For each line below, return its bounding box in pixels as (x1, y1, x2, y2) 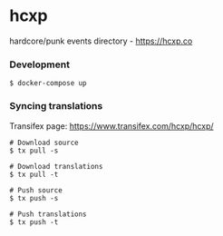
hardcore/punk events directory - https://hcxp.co (9, 35, 193, 46)
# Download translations (9, 162, 103, 171)
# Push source (9, 185, 63, 195)
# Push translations (9, 210, 88, 219)
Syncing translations (9, 100, 103, 113)
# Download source (9, 138, 79, 147)
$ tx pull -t (9, 170, 59, 179)
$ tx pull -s (9, 146, 59, 155)
